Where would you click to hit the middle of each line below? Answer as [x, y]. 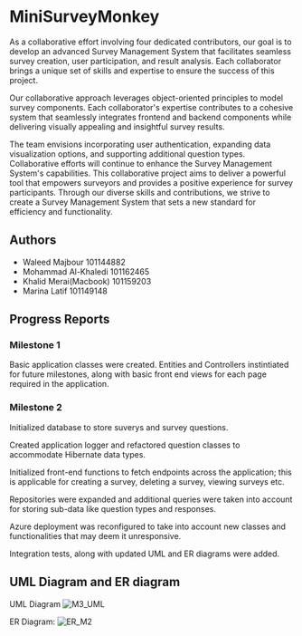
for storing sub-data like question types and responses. [113, 508]
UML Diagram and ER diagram [95, 582]
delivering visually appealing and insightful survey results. [117, 126]
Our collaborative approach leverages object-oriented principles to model [146, 98]
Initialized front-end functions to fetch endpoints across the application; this [151, 472]
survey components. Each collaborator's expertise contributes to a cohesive [151, 107]
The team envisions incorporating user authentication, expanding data [140, 144]
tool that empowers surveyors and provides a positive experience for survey [151, 182]
